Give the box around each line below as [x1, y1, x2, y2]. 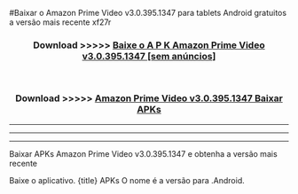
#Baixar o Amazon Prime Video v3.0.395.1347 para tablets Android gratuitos [9, 8, 286, 18]
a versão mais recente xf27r [9, 17, 112, 27]
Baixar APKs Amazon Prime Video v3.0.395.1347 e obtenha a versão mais [9, 148, 278, 159]
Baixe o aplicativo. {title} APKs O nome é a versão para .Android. [9, 175, 246, 185]
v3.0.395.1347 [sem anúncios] [82, 50, 216, 62]
